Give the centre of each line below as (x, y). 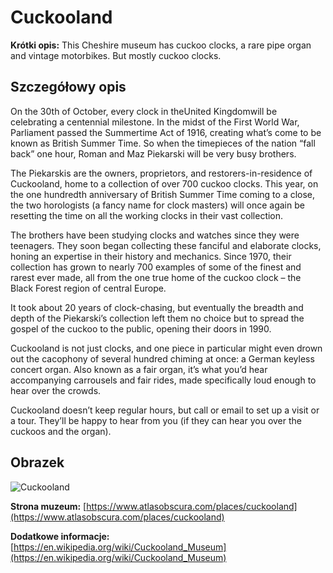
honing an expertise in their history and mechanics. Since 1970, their (151, 256)
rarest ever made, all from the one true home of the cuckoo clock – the (156, 277)
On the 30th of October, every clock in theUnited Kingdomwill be (144, 111)
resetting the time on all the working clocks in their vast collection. (147, 215)
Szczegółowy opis (68, 87)
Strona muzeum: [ (48, 506)
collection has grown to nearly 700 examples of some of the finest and (156, 267)
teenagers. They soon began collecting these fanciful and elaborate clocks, (166, 245)
